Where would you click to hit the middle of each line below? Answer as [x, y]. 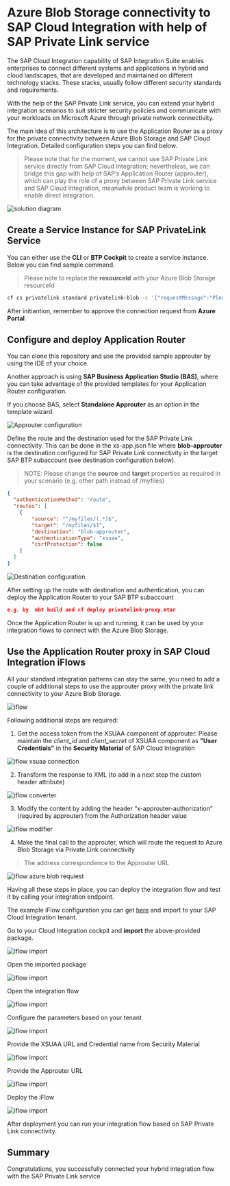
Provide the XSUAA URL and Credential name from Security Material [103, 1044]
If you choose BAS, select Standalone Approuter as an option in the [103, 404]
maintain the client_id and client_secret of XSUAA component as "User [117, 740]
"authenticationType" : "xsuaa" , [78, 538]
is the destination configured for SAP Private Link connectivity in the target [112, 453]
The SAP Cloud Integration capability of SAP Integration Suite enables [105, 60]
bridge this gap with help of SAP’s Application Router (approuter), [116, 173]
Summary [28, 1153]
